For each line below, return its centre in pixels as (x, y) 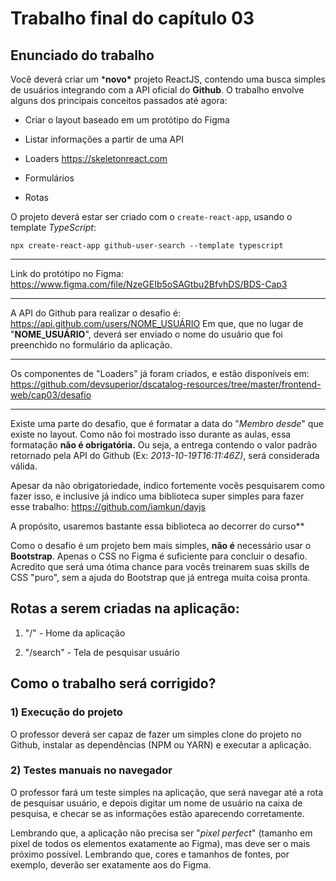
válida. (24, 466)
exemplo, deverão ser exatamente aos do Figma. (111, 864)
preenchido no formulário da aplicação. (91, 345)
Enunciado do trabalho (82, 55)
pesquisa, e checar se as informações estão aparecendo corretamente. (157, 813)
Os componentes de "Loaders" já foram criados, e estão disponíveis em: (160, 373)
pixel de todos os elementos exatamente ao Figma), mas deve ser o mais (160, 843)
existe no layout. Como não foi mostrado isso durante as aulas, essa (151, 434)
